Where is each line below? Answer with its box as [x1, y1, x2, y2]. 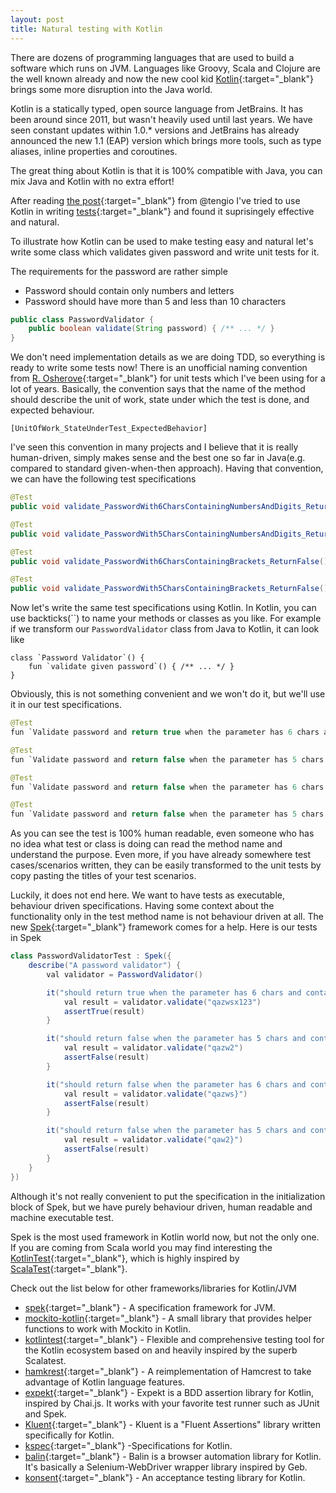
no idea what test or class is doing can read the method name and [10, 838, 283, 850]
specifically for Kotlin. [24, 1429, 115, 1441]
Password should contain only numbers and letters [24, 284, 235, 296]
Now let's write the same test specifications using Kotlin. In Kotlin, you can [10, 602, 317, 614]
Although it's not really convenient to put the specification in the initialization [10, 1190, 326, 1202]
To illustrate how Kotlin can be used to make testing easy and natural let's [10, 235, 314, 247]
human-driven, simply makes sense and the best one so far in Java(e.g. [10, 452, 306, 464]
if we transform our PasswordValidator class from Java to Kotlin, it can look [10, 623, 320, 635]
